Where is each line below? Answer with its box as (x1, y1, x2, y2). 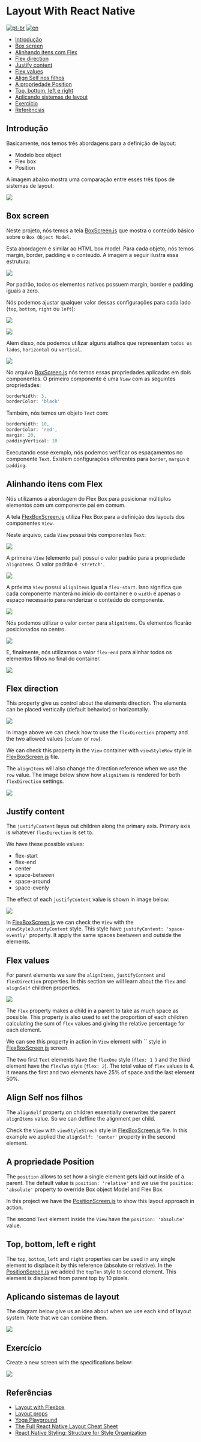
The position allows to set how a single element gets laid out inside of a (6, 1172, 185, 1180)
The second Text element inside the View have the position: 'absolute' (6, 1215, 185, 1222)
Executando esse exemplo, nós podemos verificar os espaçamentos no (6, 448, 183, 456)
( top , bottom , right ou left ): (6, 305, 76, 312)
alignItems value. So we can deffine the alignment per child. (6, 1115, 156, 1122)
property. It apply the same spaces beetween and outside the (29, 932, 181, 939)
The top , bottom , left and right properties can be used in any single (6, 1255, 176, 1262)
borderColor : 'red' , (6, 427, 58, 433)
